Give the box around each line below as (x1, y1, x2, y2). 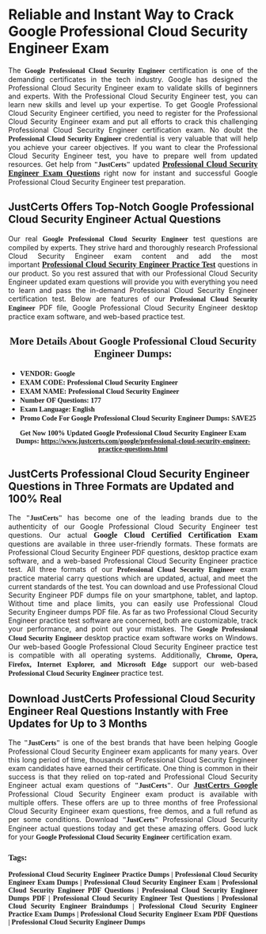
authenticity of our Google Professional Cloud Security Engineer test (8, 522, 258, 531)
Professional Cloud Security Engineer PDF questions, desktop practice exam (8, 548, 258, 558)
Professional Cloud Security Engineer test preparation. (8, 177, 186, 187)
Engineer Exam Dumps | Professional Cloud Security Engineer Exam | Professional (8, 878, 258, 887)
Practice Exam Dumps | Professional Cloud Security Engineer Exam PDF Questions (8, 910, 258, 919)
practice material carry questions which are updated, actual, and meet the (8, 573, 258, 583)
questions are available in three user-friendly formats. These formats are (8, 539, 258, 549)
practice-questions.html (97, 445, 169, 453)
